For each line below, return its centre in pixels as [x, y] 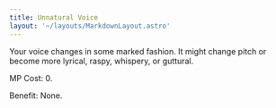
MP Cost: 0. [31, 78]
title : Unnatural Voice [54, 17]
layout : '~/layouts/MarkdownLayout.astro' [90, 26]
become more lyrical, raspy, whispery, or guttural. [102, 61]
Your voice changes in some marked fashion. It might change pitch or [138, 51]
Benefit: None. [36, 96]
